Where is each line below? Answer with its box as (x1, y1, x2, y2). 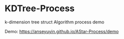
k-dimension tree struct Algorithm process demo (4, 19, 105, 25)
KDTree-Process (4, 3, 75, 14)
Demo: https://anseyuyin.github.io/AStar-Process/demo (4, 28, 119, 34)
